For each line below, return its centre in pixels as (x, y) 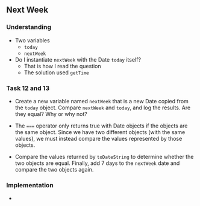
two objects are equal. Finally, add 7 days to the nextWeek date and (97, 163)
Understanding (29, 27)
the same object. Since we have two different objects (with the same (100, 132)
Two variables (32, 40)
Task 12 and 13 (28, 88)
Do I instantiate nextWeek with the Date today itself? (78, 59)
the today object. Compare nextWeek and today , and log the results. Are (103, 108)
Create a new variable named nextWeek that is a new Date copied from (102, 101)
